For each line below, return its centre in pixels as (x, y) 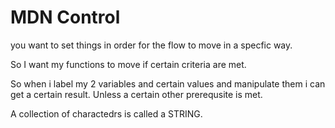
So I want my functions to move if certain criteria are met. (128, 64)
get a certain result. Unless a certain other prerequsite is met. (136, 94)
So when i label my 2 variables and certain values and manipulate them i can (168, 83)
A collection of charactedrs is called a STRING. (106, 113)
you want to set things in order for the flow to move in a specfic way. (151, 45)
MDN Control (65, 17)
